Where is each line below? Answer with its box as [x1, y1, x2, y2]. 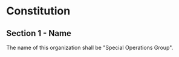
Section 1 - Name [6, 28, 71, 38]
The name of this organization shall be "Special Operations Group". [6, 44, 174, 51]
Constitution [6, 4, 71, 18]
